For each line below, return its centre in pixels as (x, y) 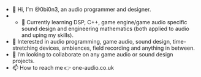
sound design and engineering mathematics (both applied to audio (105, 28)
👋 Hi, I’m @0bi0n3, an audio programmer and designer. (82, 9)
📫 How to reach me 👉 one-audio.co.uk (63, 68)
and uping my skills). (47, 35)
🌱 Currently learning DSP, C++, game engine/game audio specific (104, 22)
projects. (23, 61)
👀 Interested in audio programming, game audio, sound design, (92, 42)
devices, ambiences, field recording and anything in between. (117, 48)
